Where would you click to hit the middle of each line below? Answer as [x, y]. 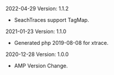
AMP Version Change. [41, 66]
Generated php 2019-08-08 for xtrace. [61, 43]
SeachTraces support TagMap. [51, 20]
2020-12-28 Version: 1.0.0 [37, 54]
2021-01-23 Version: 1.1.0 [36, 31]
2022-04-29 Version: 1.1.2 [37, 9]
